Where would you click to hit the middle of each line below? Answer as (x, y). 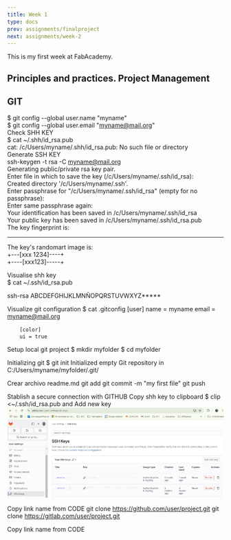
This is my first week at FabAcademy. (60, 57)
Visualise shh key (32, 275)
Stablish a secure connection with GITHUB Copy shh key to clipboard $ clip (114, 397)
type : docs (23, 22)
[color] (30, 330)
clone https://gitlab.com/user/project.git (64, 516)
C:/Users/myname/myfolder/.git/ (53, 370)
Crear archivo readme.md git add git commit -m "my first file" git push (107, 383)
